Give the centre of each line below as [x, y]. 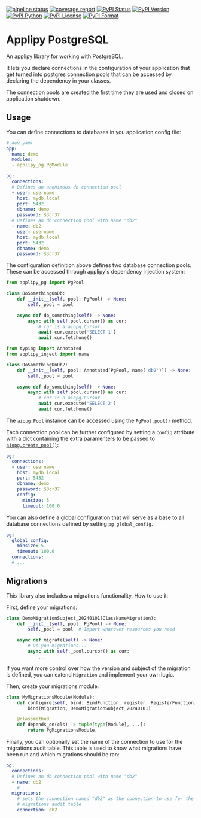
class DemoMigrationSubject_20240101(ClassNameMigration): [81, 618]
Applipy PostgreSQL [57, 40]
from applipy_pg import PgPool [45, 283]
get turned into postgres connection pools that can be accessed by [89, 74]
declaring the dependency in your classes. [59, 80]
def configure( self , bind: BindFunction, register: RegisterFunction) [107, 703]
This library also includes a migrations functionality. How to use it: [87, 595]
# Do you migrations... [57, 646]
